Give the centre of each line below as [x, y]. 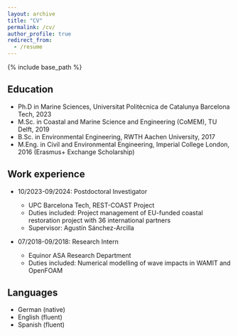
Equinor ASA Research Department [80, 255]
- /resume [28, 47]
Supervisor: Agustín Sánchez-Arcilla [81, 227]
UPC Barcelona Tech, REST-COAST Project [91, 205]
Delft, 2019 [33, 129]
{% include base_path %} [45, 67]
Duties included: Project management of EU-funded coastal [116, 212]
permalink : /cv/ [31, 27]
